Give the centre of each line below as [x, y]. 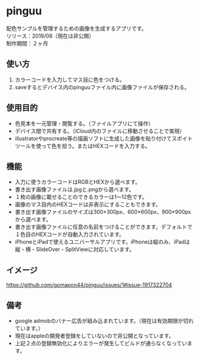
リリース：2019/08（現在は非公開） [50, 36]
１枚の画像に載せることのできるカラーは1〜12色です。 [81, 197]
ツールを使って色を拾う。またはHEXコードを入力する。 [83, 146]
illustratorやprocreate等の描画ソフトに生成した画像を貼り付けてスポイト [104, 138]
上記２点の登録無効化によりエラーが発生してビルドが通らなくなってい [101, 343]
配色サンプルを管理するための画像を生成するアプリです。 [77, 28]
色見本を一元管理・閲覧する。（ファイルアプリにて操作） [84, 123]
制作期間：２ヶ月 [27, 43]
